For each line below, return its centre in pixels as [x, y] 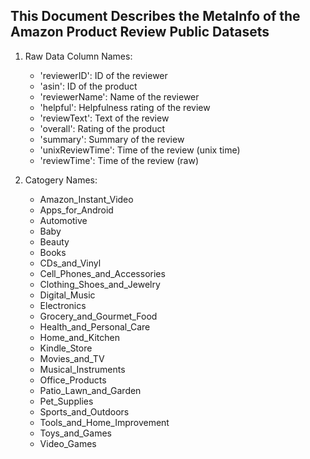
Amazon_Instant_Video [86, 199]
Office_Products [73, 380]
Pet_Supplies [66, 401]
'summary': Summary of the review [112, 139]
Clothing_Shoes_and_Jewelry [100, 284]
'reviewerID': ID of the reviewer [103, 75]
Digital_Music [67, 295]
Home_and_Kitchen [79, 337]
